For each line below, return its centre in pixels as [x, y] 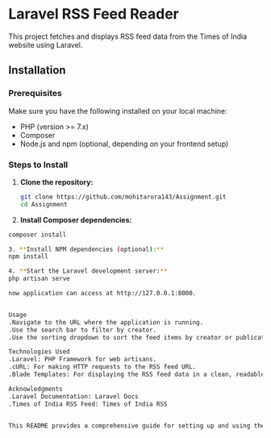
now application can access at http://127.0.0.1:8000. [102, 294]
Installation [37, 71]
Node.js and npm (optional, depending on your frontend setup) [124, 144]
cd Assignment [44, 204]
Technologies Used [39, 352]
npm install [28, 257]
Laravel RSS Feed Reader [94, 14]
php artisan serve [39, 279]
